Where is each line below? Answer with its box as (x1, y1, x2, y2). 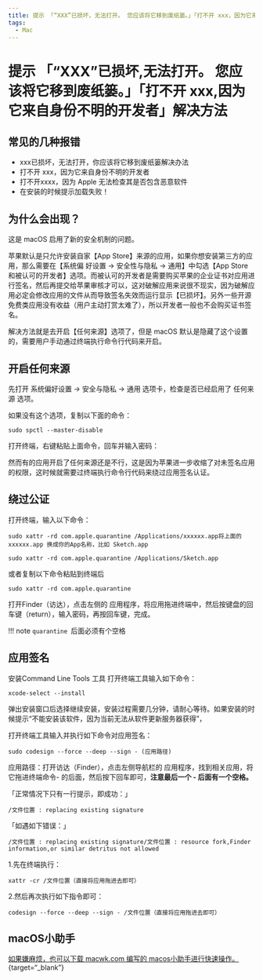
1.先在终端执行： (8, 859, 61, 868)
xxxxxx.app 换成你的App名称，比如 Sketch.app (8, 540, 149, 548)
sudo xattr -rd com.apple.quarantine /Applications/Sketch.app (8, 554, 219, 562)
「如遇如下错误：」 (8, 821, 70, 830)
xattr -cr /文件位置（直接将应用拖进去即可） (8, 876, 140, 884)
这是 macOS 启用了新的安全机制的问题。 (8, 235, 139, 244)
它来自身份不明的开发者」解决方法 (8, 101, 229, 119)
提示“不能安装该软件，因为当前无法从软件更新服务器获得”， (14, 714, 207, 723)
